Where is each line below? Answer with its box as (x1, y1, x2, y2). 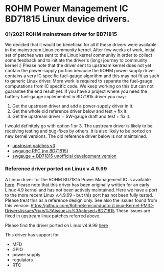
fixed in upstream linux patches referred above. (5, 213, 101, 219)
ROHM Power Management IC (5, 3, 128, 14)
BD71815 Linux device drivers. (5, 13, 130, 24)
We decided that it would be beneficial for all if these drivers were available (5, 42, 157, 48)
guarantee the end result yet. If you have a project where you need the (5, 88, 147, 94)
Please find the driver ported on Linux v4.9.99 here (5, 222, 108, 228)
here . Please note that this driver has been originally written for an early (5, 182, 150, 188)
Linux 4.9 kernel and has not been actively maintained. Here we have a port (5, 187, 158, 193)
